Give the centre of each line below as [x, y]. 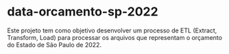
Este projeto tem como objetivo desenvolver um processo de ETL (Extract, [112, 30]
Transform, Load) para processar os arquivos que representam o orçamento [115, 37]
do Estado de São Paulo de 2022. [54, 45]
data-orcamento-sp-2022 [83, 12]
